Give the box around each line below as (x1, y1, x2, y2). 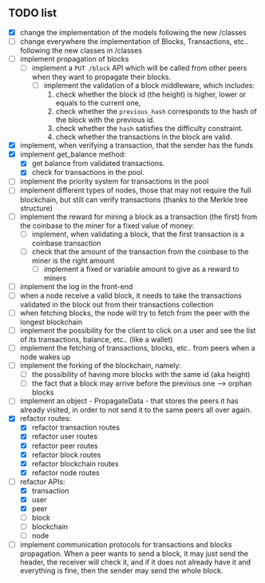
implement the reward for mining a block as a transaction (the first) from (19, 212, 258, 221)
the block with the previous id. (55, 115, 156, 125)
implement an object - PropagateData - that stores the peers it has (19, 396, 239, 406)
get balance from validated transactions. (31, 159, 165, 169)
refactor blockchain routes (31, 458, 119, 468)
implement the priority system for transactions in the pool (19, 176, 209, 186)
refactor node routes (31, 467, 100, 478)
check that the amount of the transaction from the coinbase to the (31, 247, 249, 256)
